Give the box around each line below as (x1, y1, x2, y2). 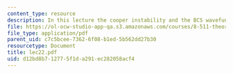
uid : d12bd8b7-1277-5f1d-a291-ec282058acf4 (7, 56, 135, 63)
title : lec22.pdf (7, 49, 58, 56)
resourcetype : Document (7, 42, 76, 49)
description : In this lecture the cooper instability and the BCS (7, 17, 203, 24)
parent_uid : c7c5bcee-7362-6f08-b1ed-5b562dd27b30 (7, 36, 157, 43)
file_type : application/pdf (7, 29, 89, 37)
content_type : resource (7, 10, 76, 17)
